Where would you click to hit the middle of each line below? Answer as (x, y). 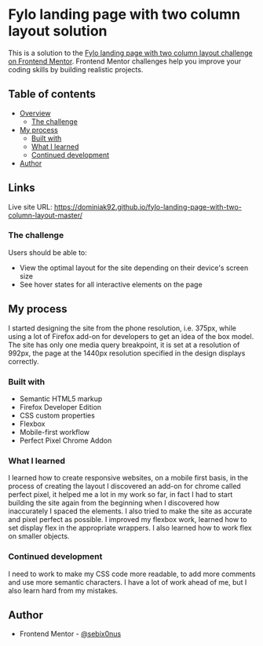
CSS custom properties (57, 415)
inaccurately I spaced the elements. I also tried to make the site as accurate (130, 511)
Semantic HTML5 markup (61, 399)
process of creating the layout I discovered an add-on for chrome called (124, 486)
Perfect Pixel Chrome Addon (66, 440)
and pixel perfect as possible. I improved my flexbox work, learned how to (128, 520)
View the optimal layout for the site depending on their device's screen (134, 268)
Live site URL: (30, 206)
